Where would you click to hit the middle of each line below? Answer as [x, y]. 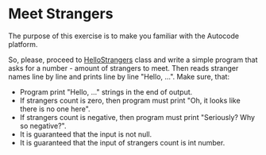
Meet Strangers [61, 14]
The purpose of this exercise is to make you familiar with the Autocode [124, 36]
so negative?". [43, 126]
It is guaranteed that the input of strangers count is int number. [122, 142]
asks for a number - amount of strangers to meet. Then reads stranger [123, 68]
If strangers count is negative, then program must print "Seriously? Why [137, 117]
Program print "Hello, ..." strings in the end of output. [106, 91]
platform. [23, 44]
